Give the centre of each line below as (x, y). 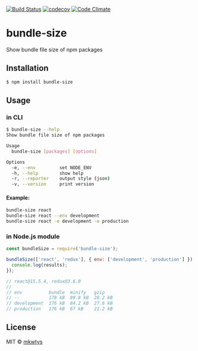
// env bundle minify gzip (56, 292)
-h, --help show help (48, 173)
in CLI (15, 117)
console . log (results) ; (40, 265)
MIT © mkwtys (24, 341)
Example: (18, 197)
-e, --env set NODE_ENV (52, 167)
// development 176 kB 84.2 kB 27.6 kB (59, 303)
